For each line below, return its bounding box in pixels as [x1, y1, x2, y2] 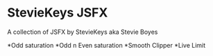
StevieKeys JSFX [7, 5, 108, 21]
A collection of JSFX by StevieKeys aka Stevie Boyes [7, 28, 158, 36]
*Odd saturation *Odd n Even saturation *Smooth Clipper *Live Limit [7, 41, 206, 49]
